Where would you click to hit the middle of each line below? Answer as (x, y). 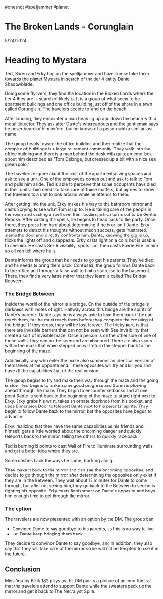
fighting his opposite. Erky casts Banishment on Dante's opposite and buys (80, 491)
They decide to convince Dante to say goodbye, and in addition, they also (79, 543)
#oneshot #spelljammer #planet (37, 7)
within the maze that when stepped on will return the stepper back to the (78, 346)
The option (18, 509)
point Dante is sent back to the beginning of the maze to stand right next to (80, 396)
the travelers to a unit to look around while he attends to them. (67, 194)
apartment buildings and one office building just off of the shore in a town (79, 104)
